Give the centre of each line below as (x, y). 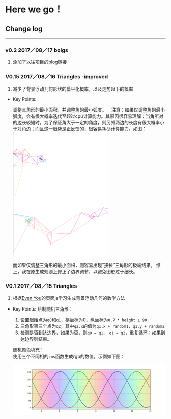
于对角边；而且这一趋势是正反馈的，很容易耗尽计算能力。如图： (79, 129)
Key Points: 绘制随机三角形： (43, 308)
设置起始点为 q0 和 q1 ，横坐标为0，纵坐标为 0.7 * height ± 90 (83, 320)
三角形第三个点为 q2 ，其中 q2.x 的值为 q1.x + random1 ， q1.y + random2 (93, 326)
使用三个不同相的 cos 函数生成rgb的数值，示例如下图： (69, 356)
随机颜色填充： (28, 349)
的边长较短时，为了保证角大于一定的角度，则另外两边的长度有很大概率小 (88, 122)
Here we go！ (34, 9)
